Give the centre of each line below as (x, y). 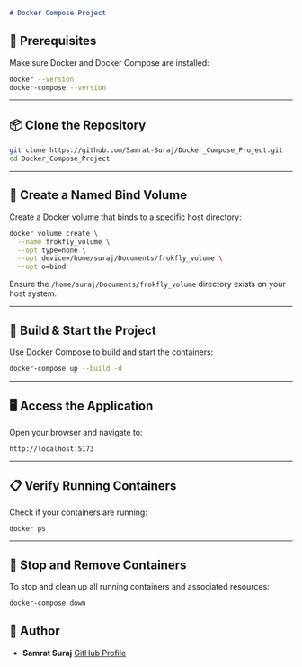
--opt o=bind (42, 267)
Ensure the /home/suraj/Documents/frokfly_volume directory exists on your (147, 284)
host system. (33, 293)
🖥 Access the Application (81, 406)
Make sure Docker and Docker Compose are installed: (109, 62)
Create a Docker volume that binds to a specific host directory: (125, 217)
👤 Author (35, 631)
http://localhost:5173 (52, 449)
